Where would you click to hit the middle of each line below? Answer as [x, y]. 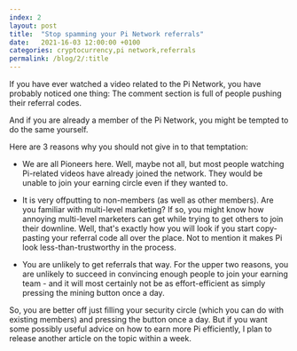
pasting [36, 238]
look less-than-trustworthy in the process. [99, 247]
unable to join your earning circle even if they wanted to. [125, 183]
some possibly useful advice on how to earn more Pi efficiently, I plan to [141, 329]
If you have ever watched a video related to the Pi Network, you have [135, 84]
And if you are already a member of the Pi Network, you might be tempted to [149, 120]
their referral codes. [46, 103]
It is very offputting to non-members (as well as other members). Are [148, 200]
